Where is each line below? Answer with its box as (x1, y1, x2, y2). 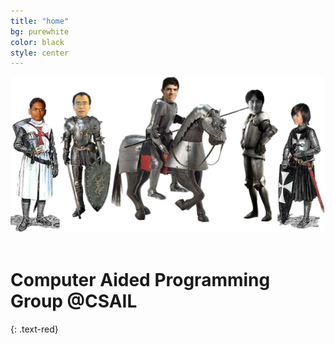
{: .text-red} (10, 323, 59, 335)
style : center (10, 48, 70, 58)
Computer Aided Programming (10, 269, 271, 292)
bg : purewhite (10, 26, 70, 37)
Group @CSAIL (10, 290, 138, 313)
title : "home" (10, 16, 70, 26)
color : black (10, 37, 65, 47)
